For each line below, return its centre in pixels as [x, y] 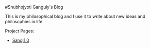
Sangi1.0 [21, 40]
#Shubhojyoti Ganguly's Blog [34, 7]
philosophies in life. [24, 22]
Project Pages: [20, 31]
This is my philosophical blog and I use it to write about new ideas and [75, 16]
